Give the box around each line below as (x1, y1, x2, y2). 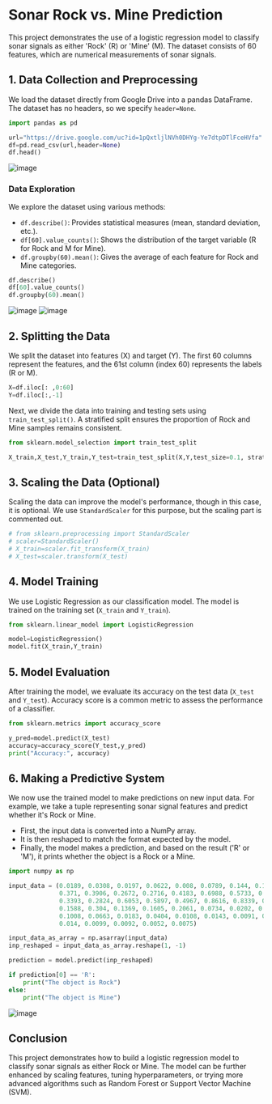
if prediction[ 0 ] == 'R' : (8, 971, 96, 979)
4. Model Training (8, 575, 99, 588)
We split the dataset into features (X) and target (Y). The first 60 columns (8, 350, 253, 360)
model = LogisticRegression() (8, 635, 104, 643)
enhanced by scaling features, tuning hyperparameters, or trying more (8, 1070, 244, 1080)
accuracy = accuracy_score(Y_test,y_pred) (8, 741, 147, 749)
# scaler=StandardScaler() (8, 537, 100, 546)
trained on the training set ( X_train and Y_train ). (8, 605, 172, 614)
